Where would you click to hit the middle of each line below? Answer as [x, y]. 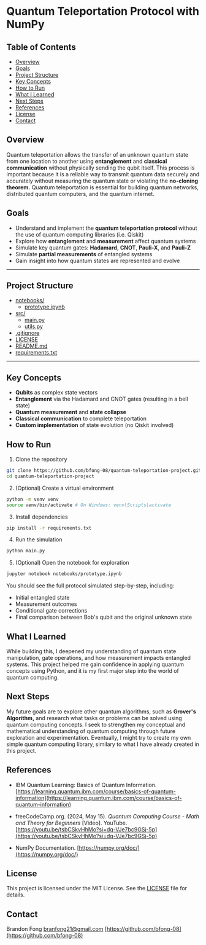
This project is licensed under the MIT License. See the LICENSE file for [97, 888]
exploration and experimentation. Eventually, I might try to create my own [99, 737]
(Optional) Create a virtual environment [65, 488]
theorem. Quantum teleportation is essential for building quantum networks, [103, 187]
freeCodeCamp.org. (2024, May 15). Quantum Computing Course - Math [107, 816]
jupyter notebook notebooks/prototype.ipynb [64, 574]
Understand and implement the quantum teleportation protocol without [106, 228]
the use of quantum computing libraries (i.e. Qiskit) [79, 234]
